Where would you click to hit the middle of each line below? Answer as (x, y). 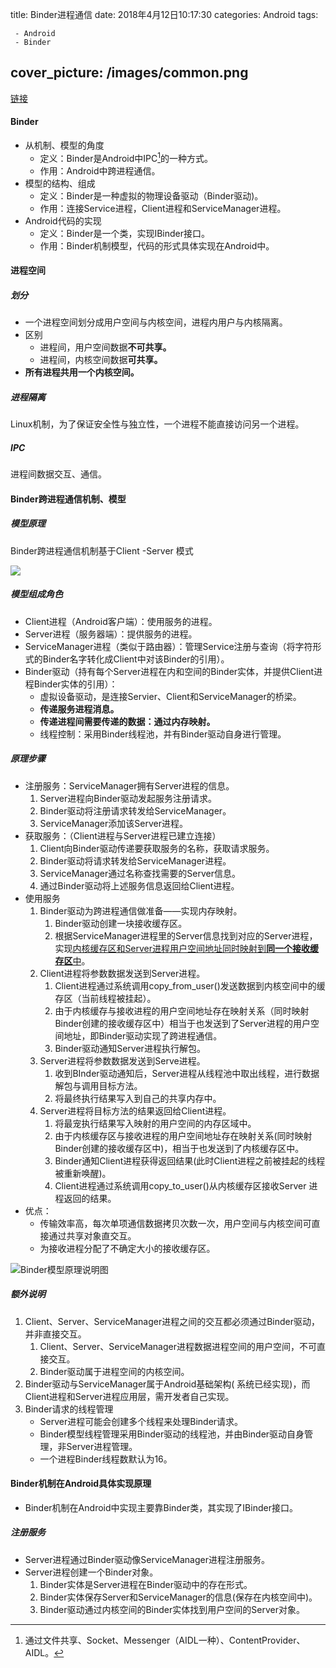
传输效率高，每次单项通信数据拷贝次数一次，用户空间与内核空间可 (175, 1223)
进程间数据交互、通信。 (58, 474)
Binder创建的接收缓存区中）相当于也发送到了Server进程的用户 (182, 1023)
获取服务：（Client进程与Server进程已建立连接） (123, 835)
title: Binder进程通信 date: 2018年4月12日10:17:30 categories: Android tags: (164, 14)
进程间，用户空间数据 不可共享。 (105, 347)
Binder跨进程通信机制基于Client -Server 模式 (102, 550)
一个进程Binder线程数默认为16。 (106, 1459)
